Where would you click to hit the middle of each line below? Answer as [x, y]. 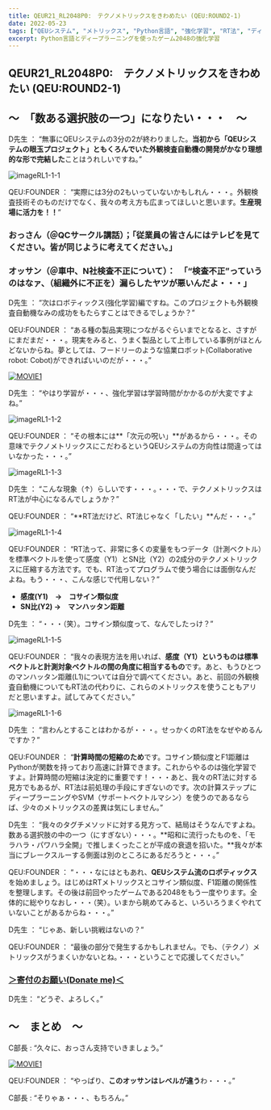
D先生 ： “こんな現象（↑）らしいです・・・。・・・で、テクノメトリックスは [135, 489]
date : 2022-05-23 [38, 23]
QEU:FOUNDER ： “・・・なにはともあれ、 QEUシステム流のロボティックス [133, 872]
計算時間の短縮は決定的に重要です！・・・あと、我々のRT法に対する [144, 777]
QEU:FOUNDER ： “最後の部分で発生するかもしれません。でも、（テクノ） [131, 947]
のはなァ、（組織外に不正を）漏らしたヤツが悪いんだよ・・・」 [130, 284]
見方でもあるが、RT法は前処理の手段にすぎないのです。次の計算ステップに [133, 787]
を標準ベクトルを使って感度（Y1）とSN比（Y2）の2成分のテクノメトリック [133, 559]
